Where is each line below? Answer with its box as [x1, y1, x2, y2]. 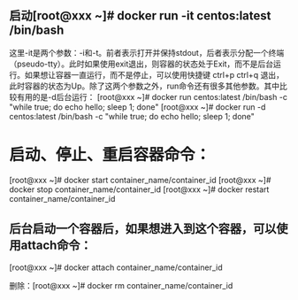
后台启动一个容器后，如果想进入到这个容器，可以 [9, 221, 277, 236]
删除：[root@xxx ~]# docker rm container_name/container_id [9, 280, 233, 290]
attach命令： [20, 238, 93, 253]
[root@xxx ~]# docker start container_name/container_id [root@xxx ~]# [9, 174, 271, 185]
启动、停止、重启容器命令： [9, 145, 211, 165]
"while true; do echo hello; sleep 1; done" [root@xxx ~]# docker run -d [9, 101, 266, 112]
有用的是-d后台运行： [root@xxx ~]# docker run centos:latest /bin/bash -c [16, 91, 287, 102]
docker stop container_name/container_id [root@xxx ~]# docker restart [9, 184, 270, 195]
